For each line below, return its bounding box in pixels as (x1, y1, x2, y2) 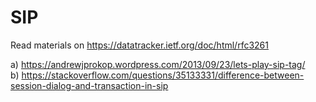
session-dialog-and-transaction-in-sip (10, 79, 169, 91)
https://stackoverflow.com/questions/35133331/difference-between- (21, 69, 305, 81)
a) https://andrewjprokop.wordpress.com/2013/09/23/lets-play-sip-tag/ (10, 58, 306, 70)
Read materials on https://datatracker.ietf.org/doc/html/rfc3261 (10, 39, 269, 51)
